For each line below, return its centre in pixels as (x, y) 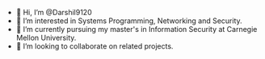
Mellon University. (46, 37)
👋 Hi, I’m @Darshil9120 (54, 12)
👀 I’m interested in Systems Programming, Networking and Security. (129, 21)
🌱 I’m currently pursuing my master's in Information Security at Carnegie (137, 29)
